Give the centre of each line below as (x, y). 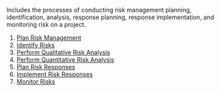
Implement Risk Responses (54, 74)
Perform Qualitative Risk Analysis (63, 52)
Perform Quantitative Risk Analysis (65, 60)
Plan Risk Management (49, 38)
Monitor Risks (36, 81)
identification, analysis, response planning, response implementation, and (110, 17)
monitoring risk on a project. (46, 24)
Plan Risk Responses (46, 67)
